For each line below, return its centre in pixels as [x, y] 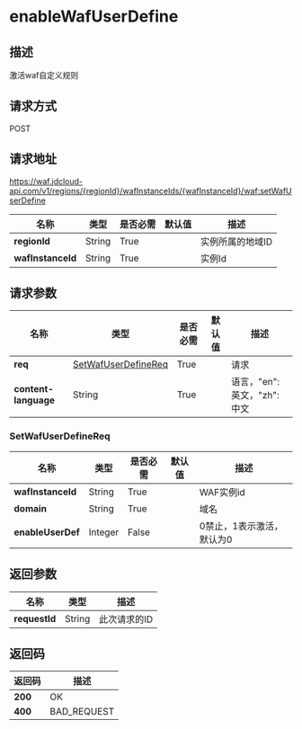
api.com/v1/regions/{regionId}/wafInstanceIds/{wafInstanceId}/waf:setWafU [151, 191]
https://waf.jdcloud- [46, 181]
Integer [104, 532]
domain [31, 508]
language [35, 400]
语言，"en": [255, 382]
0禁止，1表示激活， [241, 526]
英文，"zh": [255, 396]
